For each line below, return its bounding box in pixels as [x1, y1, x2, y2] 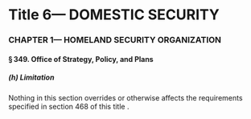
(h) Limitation [8, 72, 55, 82]
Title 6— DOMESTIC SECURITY [8, 6, 220, 24]
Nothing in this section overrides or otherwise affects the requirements [8, 92, 243, 102]
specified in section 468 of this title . [8, 101, 130, 111]
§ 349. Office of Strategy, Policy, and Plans [8, 54, 154, 64]
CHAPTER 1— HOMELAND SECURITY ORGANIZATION [8, 35, 222, 46]
